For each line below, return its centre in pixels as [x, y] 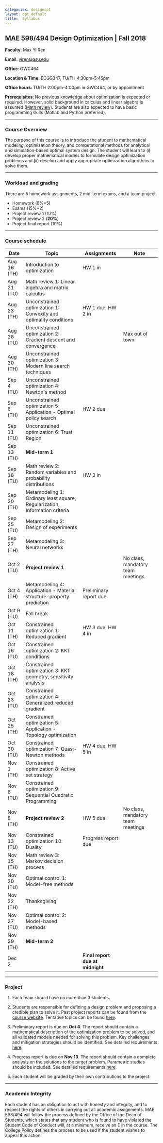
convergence [41, 346]
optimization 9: [42, 789]
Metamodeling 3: [45, 541]
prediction [37, 603]
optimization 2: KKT [48, 651]
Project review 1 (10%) [34, 213]
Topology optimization [51, 735]
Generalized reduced [49, 703]
